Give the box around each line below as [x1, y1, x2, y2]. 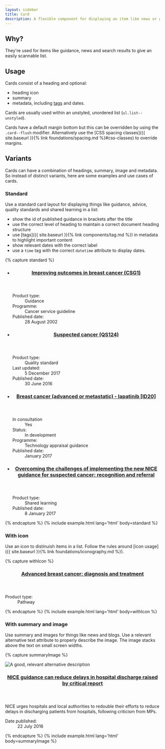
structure [12, 227, 31, 233]
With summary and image [5, 621, 68, 627]
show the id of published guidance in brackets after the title [12, 216, 133, 222]
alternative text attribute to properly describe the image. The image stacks [5, 637, 156, 643]
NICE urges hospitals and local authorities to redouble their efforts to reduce [5, 703, 160, 709]
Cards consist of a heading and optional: [5, 80, 87, 86]
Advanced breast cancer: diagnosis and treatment [21, 570, 144, 577]
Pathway [17, 599, 35, 605]
